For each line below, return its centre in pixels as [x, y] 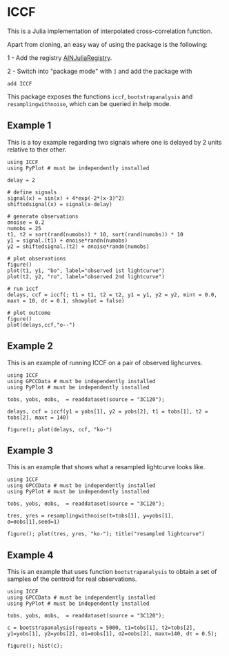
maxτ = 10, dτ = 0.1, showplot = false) [66, 300]
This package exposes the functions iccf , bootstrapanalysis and [100, 96]
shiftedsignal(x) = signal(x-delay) [60, 204]
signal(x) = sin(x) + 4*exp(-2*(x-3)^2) [66, 198]
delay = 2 [21, 180]
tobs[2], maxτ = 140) [38, 418]
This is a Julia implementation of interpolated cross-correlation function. [110, 31]
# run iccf [23, 289]
